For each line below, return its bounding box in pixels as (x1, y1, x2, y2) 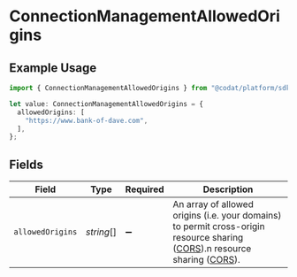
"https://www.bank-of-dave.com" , (25, 116, 148, 125)
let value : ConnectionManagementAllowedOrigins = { (9, 99, 203, 108)
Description (202, 183, 254, 196)
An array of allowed (172, 198, 254, 211)
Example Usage (9, 60, 97, 75)
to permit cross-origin (172, 220, 265, 233)
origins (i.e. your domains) (172, 210, 282, 222)
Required (125, 183, 165, 196)
